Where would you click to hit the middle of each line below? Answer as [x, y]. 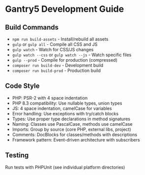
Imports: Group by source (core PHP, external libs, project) [72, 129]
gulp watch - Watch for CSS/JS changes [53, 50]
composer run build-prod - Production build [56, 70]
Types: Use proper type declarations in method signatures [71, 119]
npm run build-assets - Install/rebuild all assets [60, 39]
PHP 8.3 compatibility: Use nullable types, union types [67, 103]
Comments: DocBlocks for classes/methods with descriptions [75, 135]
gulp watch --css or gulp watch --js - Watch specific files [72, 55]
